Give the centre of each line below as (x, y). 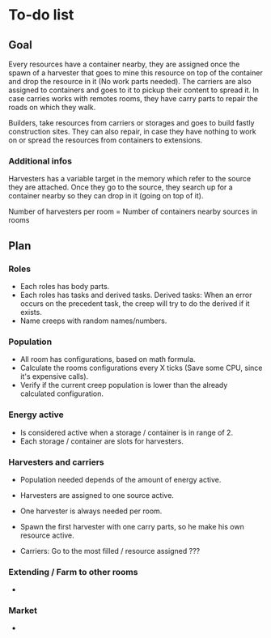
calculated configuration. (61, 393)
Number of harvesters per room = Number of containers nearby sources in (133, 211)
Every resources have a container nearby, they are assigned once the (124, 64)
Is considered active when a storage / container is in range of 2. (126, 432)
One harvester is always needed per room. (91, 511)
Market (23, 610)
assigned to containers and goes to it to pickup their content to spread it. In (134, 90)
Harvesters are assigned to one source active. (97, 495)
